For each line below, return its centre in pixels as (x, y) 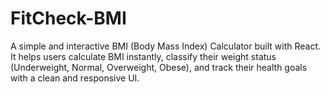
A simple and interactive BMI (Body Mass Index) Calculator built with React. (166, 46)
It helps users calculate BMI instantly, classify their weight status (143, 56)
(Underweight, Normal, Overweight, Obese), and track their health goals (159, 67)
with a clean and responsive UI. (75, 78)
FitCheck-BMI (68, 18)
